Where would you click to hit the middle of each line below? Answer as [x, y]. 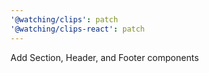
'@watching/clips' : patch [64, 19]
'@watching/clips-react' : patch [77, 29]
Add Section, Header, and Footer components [105, 57]
